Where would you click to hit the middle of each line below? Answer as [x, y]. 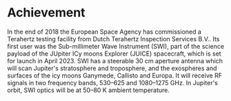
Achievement [46, 13]
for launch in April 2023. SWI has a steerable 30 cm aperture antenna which [115, 60]
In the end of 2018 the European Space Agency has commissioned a [104, 32]
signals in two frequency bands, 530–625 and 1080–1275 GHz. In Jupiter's [113, 82]
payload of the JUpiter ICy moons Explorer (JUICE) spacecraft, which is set [114, 54]
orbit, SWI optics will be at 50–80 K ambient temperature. [89, 90]
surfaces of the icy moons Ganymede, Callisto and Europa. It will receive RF [115, 75]
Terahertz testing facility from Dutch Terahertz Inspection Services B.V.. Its [113, 38]
